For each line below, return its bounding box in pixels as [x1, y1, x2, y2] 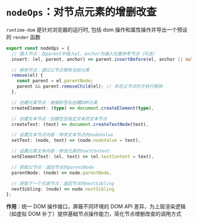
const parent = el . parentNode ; [16, 78, 94, 84]
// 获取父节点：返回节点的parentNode [11, 164, 94, 170]
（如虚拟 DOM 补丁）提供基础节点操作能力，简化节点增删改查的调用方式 [6, 211, 181, 218]
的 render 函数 [6, 33, 41, 40]
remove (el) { [11, 72, 44, 79]
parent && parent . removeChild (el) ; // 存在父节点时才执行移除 [16, 83, 163, 89]
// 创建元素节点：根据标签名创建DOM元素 [11, 99, 98, 105]
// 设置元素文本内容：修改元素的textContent [11, 148, 110, 154]
